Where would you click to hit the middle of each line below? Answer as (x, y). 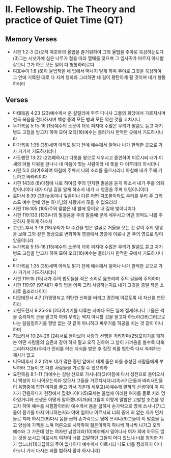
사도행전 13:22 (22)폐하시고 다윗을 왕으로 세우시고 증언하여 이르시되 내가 (85, 157)
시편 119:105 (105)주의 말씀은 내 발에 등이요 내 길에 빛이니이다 (74, 208)
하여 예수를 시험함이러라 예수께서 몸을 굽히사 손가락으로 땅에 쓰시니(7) (92, 406)
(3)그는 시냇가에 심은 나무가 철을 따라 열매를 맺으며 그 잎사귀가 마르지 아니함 (88, 58)
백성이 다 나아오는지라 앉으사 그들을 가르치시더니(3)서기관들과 (80, 380)
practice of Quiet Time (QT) (64, 20)
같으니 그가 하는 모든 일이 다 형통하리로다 (53, 64)
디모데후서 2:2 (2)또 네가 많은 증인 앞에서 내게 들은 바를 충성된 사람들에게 (85, 361)
